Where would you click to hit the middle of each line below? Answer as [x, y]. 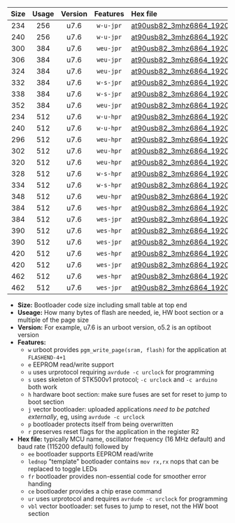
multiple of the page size [53, 320]
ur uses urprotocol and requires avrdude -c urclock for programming [128, 498]
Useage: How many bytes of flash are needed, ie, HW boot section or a [120, 312]
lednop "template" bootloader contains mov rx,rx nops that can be [123, 461]
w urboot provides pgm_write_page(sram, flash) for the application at [127, 349]
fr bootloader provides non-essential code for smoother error [117, 476]
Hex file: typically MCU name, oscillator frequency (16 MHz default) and [121, 439]
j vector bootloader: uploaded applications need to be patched [119, 409]
